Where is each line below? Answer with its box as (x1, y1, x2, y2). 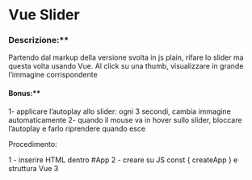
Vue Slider (8, 6, 80, 24)
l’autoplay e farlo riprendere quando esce (8, 123, 146, 133)
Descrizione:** (8, 35, 69, 46)
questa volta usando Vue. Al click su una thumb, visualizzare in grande (8, 61, 244, 71)
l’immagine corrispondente (8, 70, 99, 80)
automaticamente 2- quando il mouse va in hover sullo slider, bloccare (8, 115, 242, 124)
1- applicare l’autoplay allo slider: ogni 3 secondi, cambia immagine (8, 107, 232, 116)
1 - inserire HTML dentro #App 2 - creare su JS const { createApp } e (8, 155, 238, 165)
